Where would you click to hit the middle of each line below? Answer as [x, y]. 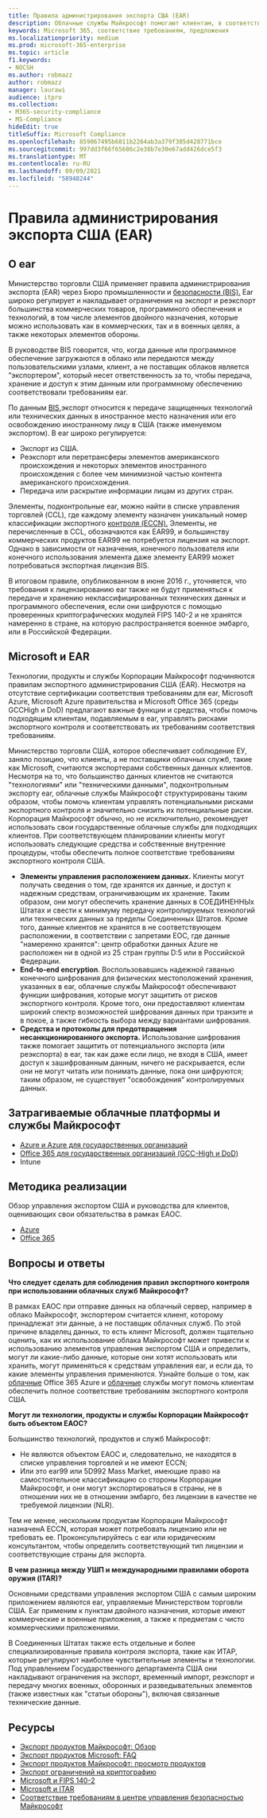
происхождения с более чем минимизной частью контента [121, 473]
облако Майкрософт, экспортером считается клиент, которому [116, 1315]
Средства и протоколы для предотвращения [98, 1028]
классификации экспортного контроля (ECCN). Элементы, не [112, 523]
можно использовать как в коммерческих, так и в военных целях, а [124, 326]
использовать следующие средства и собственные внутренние [117, 844]
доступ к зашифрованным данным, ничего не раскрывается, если [132, 1062]
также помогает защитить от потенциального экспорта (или [122, 1046]
